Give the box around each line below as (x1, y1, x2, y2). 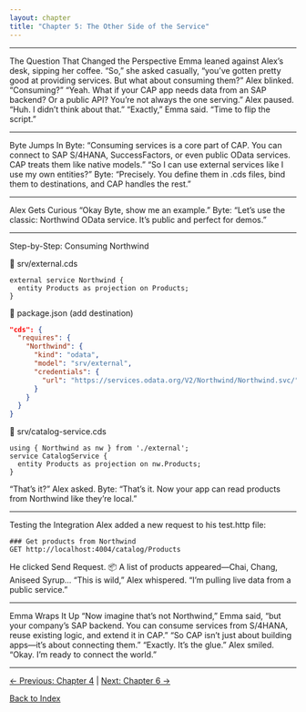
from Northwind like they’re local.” (9, 493, 138, 504)
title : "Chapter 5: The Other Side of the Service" (9, 22, 209, 31)
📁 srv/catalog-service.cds (9, 426, 107, 437)
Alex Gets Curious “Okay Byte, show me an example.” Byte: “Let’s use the (9, 204, 286, 215)
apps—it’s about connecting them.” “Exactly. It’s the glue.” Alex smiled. (9, 639, 275, 651)
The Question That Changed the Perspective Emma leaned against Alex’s (9, 56, 284, 66)
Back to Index (9, 693, 61, 704)
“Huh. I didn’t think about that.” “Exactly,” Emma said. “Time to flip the (9, 104, 270, 115)
